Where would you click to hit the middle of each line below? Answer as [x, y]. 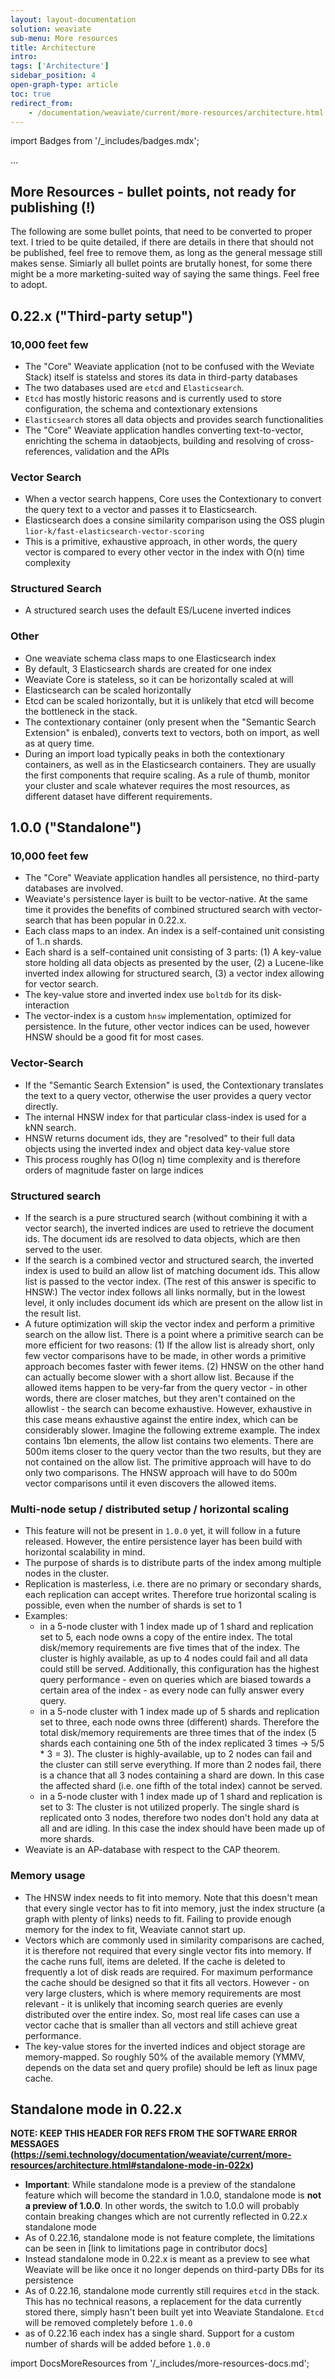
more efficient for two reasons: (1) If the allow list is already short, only [169, 1345]
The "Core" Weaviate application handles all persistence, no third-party [172, 878]
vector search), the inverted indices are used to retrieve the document [169, 1228]
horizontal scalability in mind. [85, 1552]
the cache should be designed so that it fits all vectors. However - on [167, 1982]
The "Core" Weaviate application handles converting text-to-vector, [164, 430]
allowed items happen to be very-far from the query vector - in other [166, 1388]
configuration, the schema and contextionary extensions [141, 408]
